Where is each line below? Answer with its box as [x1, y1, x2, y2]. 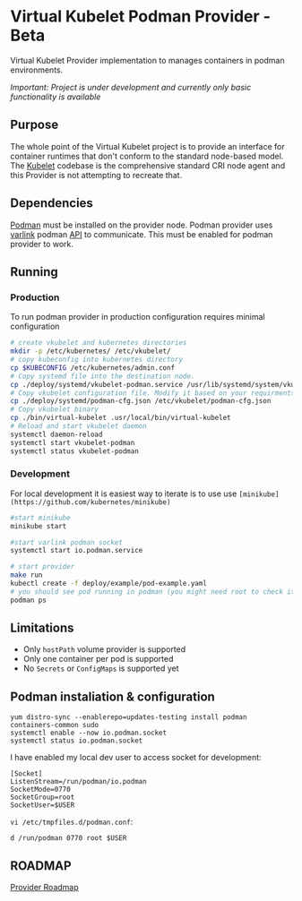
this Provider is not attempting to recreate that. [10, 169, 183, 180]
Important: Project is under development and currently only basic [10, 82, 252, 92]
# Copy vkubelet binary [10, 405, 99, 414]
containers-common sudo [10, 721, 99, 730]
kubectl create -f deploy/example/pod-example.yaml [10, 579, 207, 588]
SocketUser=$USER [10, 801, 75, 810]
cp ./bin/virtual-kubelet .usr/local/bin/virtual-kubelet [10, 414, 231, 423]
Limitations [10, 621, 74, 636]
